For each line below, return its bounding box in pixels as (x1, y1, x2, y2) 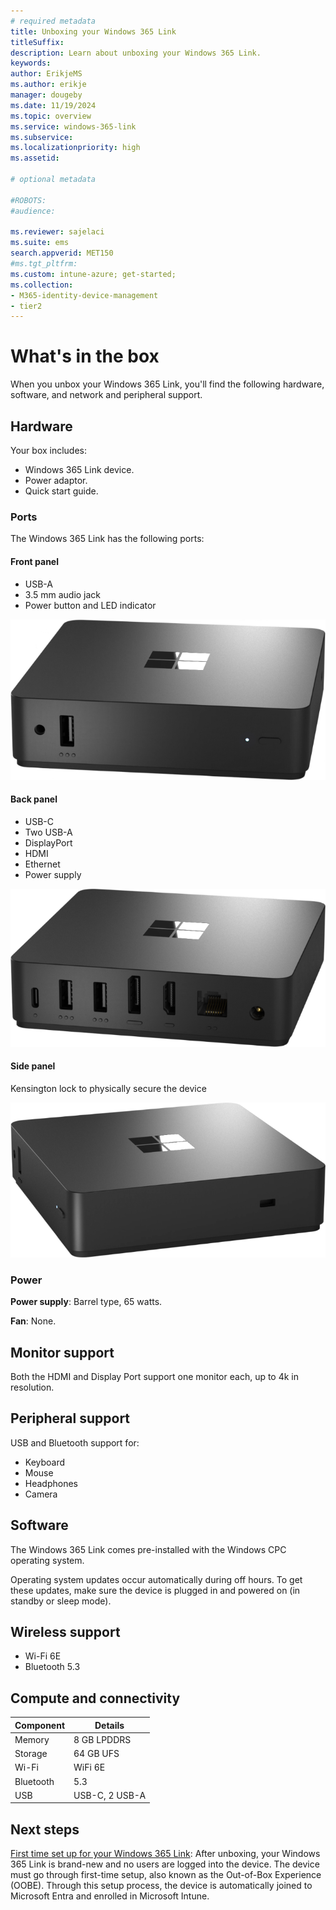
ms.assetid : (10, 153, 60, 164)
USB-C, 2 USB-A (73, 1789, 147, 1801)
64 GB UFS (73, 1748, 120, 1760)
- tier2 (10, 301, 43, 311)
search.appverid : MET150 (10, 248, 114, 259)
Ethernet (24, 858, 61, 870)
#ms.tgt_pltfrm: (10, 259, 78, 269)
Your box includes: (10, 445, 88, 456)
